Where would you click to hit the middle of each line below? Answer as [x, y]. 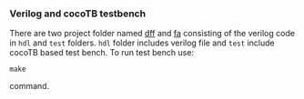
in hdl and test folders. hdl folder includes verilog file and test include [142, 43]
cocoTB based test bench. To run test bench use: [101, 53]
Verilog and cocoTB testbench [78, 14]
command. [30, 86]
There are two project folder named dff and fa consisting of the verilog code [152, 34]
